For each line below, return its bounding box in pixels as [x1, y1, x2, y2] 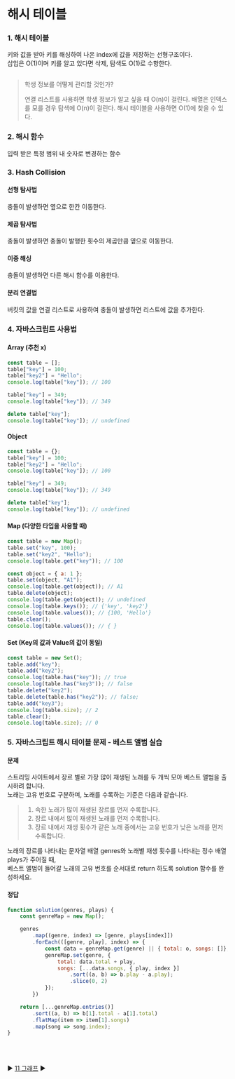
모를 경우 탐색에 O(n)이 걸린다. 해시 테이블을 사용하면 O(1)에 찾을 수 [31, 104, 217, 112]
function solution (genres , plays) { [7, 906, 114, 913]
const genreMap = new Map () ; [20, 913, 105, 920]
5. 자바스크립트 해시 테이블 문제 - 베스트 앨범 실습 [7, 737, 163, 747]
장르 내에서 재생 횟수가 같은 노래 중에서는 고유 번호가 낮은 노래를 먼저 [34, 823, 224, 831]
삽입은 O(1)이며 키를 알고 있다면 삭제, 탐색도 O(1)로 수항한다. [7, 59, 173, 67]
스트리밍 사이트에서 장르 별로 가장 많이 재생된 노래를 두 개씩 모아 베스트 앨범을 [7, 773, 220, 782]
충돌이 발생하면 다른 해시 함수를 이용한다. [7, 271, 120, 279]
